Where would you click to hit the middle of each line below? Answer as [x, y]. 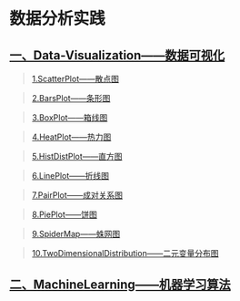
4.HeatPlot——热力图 [71, 137]
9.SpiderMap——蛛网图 [76, 234]
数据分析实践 [58, 19]
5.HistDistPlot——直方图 [77, 156]
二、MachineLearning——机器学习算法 [120, 285]
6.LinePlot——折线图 [70, 176]
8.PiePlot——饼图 [64, 214]
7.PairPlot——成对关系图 [77, 195]
